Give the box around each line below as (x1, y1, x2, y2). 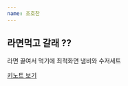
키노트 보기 (7, 72, 37, 80)
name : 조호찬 (7, 10, 40, 17)
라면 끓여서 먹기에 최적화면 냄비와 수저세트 (7, 56, 122, 65)
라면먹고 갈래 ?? (7, 37, 72, 49)
